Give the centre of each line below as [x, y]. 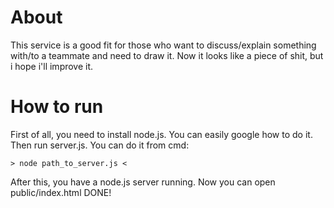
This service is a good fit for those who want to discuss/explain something [163, 45]
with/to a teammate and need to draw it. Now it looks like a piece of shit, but [167, 55]
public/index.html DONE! [61, 192]
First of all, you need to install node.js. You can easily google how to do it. [161, 134]
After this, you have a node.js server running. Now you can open [143, 182]
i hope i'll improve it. [52, 66]
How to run [57, 107]
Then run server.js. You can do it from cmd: [100, 145]
